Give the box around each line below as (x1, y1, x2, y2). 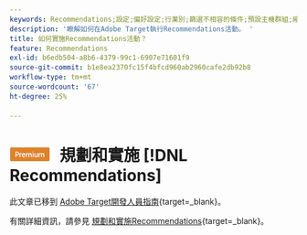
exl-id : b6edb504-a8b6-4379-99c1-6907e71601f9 (9, 53, 190, 63)
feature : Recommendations (9, 44, 108, 53)
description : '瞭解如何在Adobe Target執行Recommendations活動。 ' (9, 24, 254, 34)
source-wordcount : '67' (9, 82, 101, 91)
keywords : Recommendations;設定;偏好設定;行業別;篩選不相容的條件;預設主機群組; (9, 15, 293, 24)
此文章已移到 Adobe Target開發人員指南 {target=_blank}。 (9, 197, 227, 208)
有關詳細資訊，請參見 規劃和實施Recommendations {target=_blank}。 (9, 216, 270, 227)
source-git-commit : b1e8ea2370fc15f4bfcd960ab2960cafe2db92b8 (9, 63, 251, 72)
